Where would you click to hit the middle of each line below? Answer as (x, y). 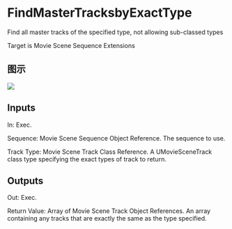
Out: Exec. (22, 198)
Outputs (25, 181)
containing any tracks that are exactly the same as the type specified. (107, 219)
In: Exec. (20, 125)
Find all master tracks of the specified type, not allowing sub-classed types (115, 32)
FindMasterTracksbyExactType (100, 13)
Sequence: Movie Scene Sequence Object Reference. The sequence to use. (116, 138)
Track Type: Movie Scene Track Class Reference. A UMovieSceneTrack (110, 152)
